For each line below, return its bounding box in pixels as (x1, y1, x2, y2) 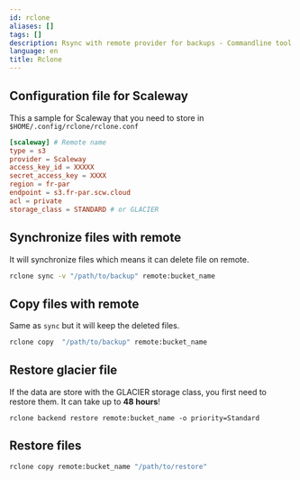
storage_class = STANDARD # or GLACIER (9, 205, 159, 214)
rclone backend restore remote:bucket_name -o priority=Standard (9, 413, 259, 422)
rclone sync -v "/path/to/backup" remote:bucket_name (9, 272, 216, 281)
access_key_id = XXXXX (9, 163, 95, 172)
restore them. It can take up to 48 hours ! (9, 396, 160, 407)
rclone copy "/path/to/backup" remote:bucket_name (9, 337, 207, 347)
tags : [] (9, 30, 42, 39)
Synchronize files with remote (9, 230, 182, 245)
